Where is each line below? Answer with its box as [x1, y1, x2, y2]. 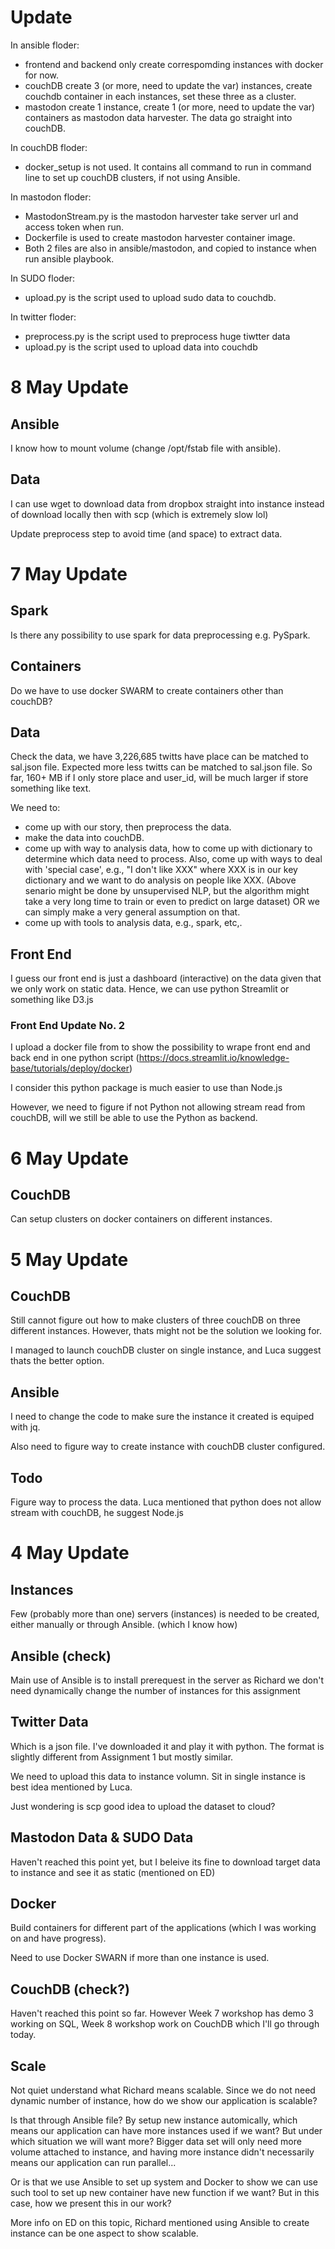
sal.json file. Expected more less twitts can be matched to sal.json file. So [10, 761, 313, 773]
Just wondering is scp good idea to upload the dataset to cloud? [10, 1800, 276, 1812]
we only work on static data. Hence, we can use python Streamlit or [10, 983, 290, 995]
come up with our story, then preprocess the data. [24, 821, 232, 833]
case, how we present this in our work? [10, 2197, 172, 2209]
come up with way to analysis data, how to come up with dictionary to [24, 842, 313, 855]
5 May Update [10, 1248, 129, 1271]
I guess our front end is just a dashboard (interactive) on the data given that [10, 972, 322, 985]
